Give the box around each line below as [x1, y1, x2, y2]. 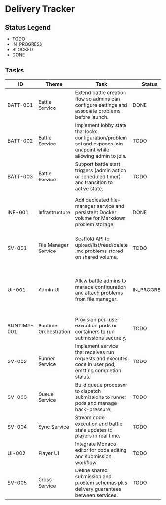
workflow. [75, 459, 98, 466]
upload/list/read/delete [75, 241, 128, 248]
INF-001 [7, 209, 29, 216]
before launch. [75, 113, 109, 120]
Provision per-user [75, 316, 120, 323]
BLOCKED [12, 47, 33, 52]
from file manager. [75, 295, 118, 302]
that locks [75, 128, 98, 135]
